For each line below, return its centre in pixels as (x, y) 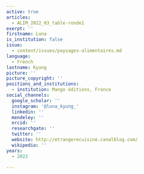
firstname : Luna (26, 34)
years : (14, 151)
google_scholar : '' (36, 100)
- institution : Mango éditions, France (61, 90)
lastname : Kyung (26, 67)
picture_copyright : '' (34, 78)
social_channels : (28, 95)
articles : (19, 17)
